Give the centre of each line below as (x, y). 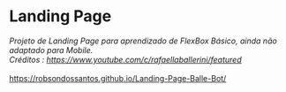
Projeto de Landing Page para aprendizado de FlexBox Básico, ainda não (143, 41)
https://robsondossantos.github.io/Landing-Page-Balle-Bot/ (118, 78)
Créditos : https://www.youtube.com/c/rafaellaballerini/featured (126, 59)
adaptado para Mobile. (51, 50)
